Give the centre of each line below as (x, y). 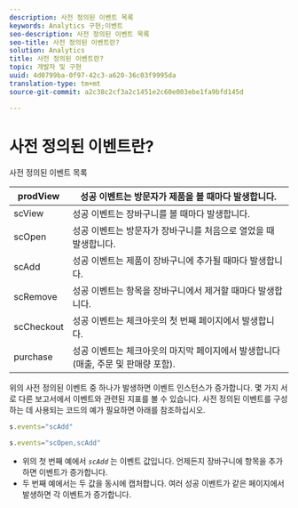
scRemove (35, 297)
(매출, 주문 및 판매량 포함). (124, 364)
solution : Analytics (47, 51)
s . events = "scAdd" (41, 427)
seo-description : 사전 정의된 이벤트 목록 (79, 34)
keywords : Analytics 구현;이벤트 (67, 26)
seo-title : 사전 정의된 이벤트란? (64, 42)
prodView (39, 197)
